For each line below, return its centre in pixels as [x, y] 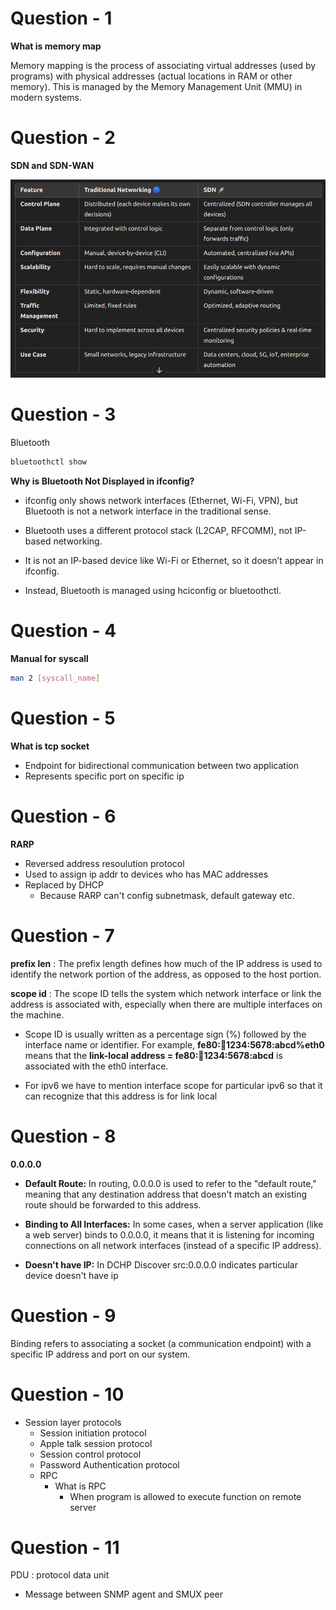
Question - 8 [63, 1136]
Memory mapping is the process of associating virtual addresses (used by [163, 65]
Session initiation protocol [93, 1433]
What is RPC [80, 1486]
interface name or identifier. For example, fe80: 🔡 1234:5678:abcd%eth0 [174, 1044]
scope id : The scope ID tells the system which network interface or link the [166, 993]
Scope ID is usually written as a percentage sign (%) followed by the [165, 1034]
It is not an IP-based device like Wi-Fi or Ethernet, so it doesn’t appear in [174, 561]
